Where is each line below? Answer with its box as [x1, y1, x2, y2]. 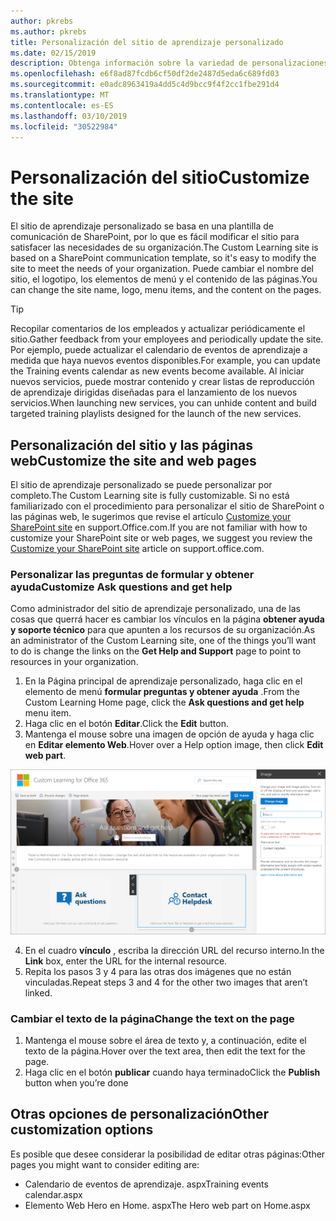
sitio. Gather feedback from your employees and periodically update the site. [10, 333, 324, 345]
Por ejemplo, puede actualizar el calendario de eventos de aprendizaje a [10, 344, 308, 356]
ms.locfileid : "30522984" [10, 121, 118, 132]
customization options [10, 1121, 154, 1139]
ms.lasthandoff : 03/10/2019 [10, 111, 128, 121]
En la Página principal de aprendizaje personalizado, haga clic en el [24, 675, 303, 687]
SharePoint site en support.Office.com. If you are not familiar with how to [10, 521, 308, 534]
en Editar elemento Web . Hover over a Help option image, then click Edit [24, 739, 324, 751]
